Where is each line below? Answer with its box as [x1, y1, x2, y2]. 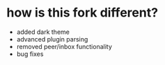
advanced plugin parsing [16, 35, 88, 43]
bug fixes [16, 50, 44, 58]
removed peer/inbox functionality [16, 42, 113, 50]
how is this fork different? [6, 5, 158, 21]
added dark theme [16, 28, 70, 36]
